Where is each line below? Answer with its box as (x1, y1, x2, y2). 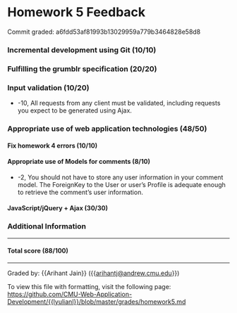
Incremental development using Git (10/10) (7, 45, 157, 55)
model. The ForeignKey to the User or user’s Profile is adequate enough (17, 180, 226, 189)
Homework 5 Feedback (7, 4, 146, 20)
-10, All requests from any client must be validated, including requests (17, 99, 221, 108)
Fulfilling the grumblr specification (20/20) (7, 64, 157, 74)
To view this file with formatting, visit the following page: (7, 282, 171, 290)
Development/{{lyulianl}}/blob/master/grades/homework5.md (7, 297, 186, 306)
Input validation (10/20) (7, 82, 90, 92)
